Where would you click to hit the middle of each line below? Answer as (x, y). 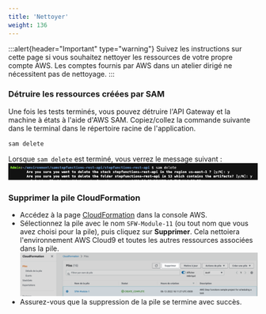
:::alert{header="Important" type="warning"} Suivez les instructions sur (125, 48)
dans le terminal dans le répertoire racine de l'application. (102, 128)
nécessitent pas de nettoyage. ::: (61, 74)
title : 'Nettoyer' (38, 17)
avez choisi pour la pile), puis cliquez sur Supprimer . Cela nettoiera (129, 232)
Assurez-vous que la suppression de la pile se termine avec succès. (131, 301)
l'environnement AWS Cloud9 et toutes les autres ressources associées (136, 240)
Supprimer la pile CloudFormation (74, 198)
